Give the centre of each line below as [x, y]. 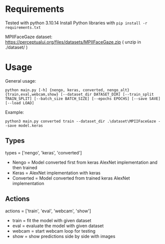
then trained [25, 167]
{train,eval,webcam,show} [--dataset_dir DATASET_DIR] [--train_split [80, 94]
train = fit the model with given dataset [52, 220]
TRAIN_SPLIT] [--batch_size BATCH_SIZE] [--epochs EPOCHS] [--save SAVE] [83, 98]
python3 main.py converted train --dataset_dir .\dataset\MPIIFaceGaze [81, 121]
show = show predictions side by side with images [64, 236]
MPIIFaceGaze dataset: [29, 37]
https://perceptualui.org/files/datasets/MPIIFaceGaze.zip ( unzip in [73, 42]
